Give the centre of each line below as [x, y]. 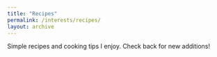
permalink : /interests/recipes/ [54, 20]
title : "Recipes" [32, 14]
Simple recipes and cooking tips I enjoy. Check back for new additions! [109, 47]
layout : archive [31, 26]
